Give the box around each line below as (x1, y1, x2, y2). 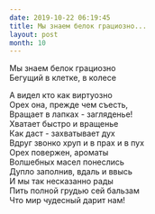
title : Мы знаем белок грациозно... (9, 22, 147, 31)
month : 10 (9, 38, 47, 48)
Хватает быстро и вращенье (9, 119, 119, 129)
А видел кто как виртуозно (9, 90, 113, 101)
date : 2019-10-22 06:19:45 (9, 13, 111, 22)
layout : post (9, 30, 59, 39)
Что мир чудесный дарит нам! (9, 195, 126, 206)
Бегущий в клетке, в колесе (9, 73, 117, 84)
